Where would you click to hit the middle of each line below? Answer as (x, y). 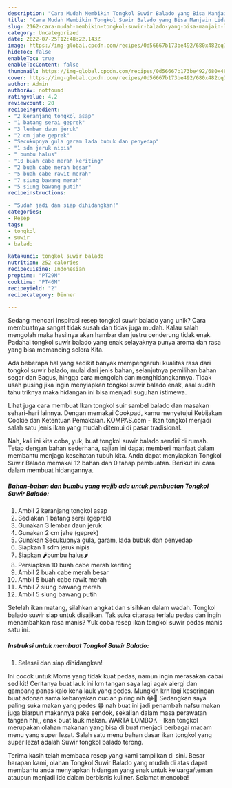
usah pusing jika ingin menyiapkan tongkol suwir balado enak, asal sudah (112, 385)
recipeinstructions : (38, 193)
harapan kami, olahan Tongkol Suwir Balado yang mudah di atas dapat (107, 763)
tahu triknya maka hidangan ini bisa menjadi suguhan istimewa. (97, 392)
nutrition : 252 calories (43, 263)
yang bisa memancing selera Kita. (56, 350)
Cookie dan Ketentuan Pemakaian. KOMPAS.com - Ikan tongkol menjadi (109, 421)
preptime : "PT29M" (34, 276)
